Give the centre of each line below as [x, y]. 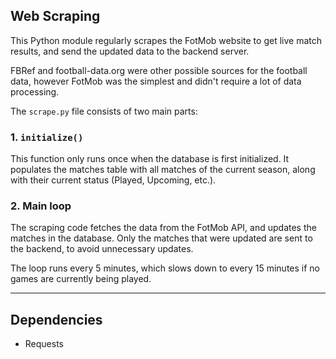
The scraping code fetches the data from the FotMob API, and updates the [163, 228]
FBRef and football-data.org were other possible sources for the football [159, 70]
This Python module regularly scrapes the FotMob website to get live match [166, 40]
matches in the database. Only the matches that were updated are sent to [161, 238]
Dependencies [56, 319]
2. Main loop [41, 206]
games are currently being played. [81, 279]
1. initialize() [47, 137]
